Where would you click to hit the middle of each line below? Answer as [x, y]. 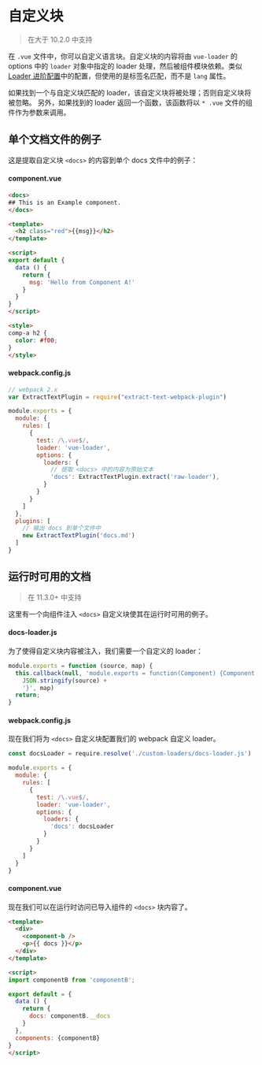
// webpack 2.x [33, 390]
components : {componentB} [58, 1038]
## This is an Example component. [65, 202]
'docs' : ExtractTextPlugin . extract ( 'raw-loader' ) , [135, 477]
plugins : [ [33, 521]
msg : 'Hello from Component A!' [82, 282]
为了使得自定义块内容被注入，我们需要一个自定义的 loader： [105, 651]
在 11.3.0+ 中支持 [54, 597]
